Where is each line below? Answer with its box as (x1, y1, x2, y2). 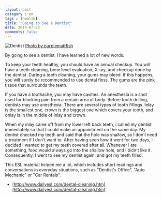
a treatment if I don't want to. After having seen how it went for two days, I (5, 137, 153, 143)
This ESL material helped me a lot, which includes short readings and (5, 162, 143, 167)
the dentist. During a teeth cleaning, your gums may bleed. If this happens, (5, 72, 154, 77)
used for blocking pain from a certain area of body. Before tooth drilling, (5, 97, 148, 102)
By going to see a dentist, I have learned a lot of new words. (5, 52, 125, 58)
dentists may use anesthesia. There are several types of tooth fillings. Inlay (5, 102, 154, 107)
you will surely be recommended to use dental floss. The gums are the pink (5, 77, 155, 83)
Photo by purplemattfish (25, 43, 74, 48)
